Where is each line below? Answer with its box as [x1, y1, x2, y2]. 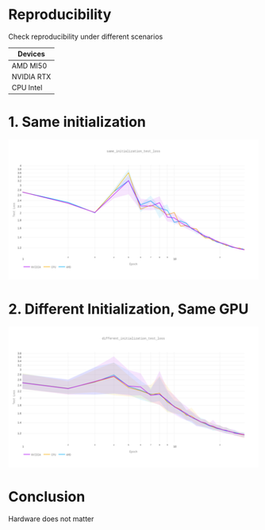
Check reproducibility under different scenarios [8, 32, 163, 41]
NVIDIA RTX [11, 71, 52, 81]
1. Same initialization [8, 112, 147, 131]
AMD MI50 [11, 61, 48, 71]
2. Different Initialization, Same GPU [8, 300, 249, 318]
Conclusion [8, 487, 86, 505]
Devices [17, 49, 45, 59]
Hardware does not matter [8, 513, 94, 524]
